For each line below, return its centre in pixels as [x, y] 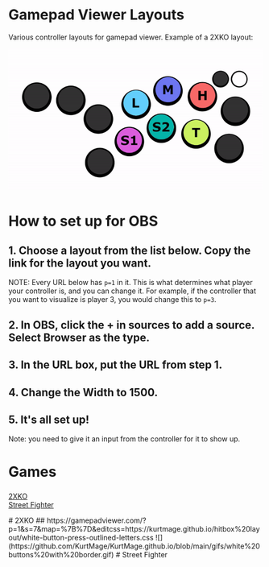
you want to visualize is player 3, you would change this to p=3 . [112, 300]
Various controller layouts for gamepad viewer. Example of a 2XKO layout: [131, 37]
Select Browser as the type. [79, 337]
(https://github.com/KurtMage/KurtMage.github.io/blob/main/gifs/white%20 [134, 546]
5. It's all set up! [49, 420]
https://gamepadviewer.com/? [97, 520]
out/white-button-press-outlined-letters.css [81, 537]
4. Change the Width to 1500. [83, 392]
